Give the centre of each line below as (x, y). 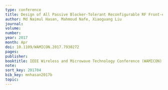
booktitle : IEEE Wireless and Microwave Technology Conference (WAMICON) (84, 61)
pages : (12, 51)
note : (11, 65)
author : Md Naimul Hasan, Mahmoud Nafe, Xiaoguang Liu (63, 19)
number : (13, 33)
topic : (12, 79)
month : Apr (16, 42)
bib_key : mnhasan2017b (29, 75)
